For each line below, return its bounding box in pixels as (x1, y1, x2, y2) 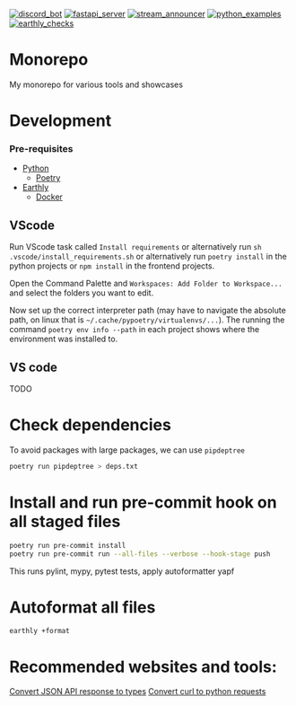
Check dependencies (9, 415, 172, 436)
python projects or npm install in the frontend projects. (9, 260, 215, 271)
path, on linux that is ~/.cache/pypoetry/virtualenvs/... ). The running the (9, 314, 285, 325)
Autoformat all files (9, 597, 156, 617)
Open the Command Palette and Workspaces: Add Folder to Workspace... (9, 278, 283, 289)
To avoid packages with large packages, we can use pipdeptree (9, 445, 245, 455)
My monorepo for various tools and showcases (9, 79, 184, 90)
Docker (35, 191, 63, 202)
